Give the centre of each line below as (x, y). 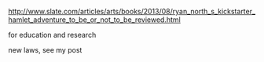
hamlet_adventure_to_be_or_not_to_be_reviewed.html (94, 20)
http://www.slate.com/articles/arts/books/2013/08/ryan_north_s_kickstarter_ (132, 11)
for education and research (52, 35)
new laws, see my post (45, 50)
